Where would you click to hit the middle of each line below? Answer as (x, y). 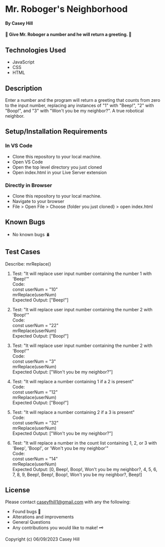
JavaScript (23, 62)
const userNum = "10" (35, 289)
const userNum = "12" (35, 392)
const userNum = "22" (35, 325)
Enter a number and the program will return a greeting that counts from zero (83, 100)
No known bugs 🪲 (31, 234)
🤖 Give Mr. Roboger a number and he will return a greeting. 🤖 (68, 34)
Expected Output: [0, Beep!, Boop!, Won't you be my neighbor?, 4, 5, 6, (85, 469)
